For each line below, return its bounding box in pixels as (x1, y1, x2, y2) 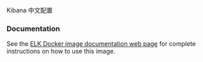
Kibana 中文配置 (6, 6, 53, 14)
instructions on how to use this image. (6, 47, 115, 56)
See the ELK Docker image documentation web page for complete (6, 40, 196, 48)
